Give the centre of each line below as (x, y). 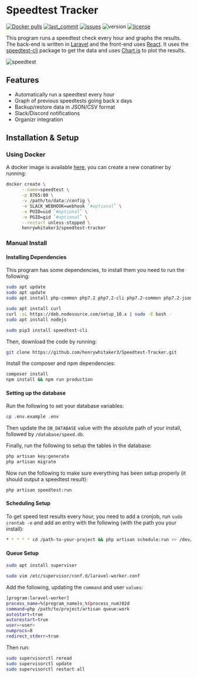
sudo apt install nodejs (36, 320)
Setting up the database (36, 393)
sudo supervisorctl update (39, 664)
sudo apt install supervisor (42, 565)
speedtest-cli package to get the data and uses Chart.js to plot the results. (96, 50)
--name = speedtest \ (45, 190)
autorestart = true (27, 620)
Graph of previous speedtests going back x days (73, 100)
